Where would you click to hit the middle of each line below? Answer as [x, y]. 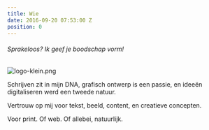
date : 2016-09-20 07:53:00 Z [50, 20]
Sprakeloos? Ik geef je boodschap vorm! [66, 49]
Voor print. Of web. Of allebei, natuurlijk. [65, 119]
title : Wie [23, 14]
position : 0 [24, 27]
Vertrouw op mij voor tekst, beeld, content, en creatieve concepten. [104, 105]
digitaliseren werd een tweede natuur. [62, 92]
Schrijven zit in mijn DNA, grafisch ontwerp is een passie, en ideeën [105, 84]
